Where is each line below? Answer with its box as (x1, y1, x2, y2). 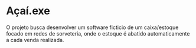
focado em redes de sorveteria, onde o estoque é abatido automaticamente (6, 30, 190, 37)
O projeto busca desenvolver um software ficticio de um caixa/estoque (6, 24, 179, 31)
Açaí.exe (6, 4, 50, 18)
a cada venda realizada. (6, 36, 64, 43)
